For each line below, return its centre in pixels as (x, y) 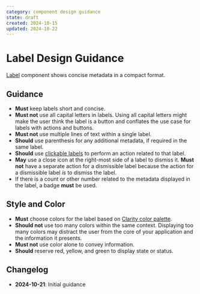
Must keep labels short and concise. (60, 108)
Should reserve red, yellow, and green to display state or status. (94, 251)
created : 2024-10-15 (32, 23)
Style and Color (36, 205)
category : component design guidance (53, 12)
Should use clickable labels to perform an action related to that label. (100, 153)
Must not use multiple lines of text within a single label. (83, 134)
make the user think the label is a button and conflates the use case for (103, 121)
